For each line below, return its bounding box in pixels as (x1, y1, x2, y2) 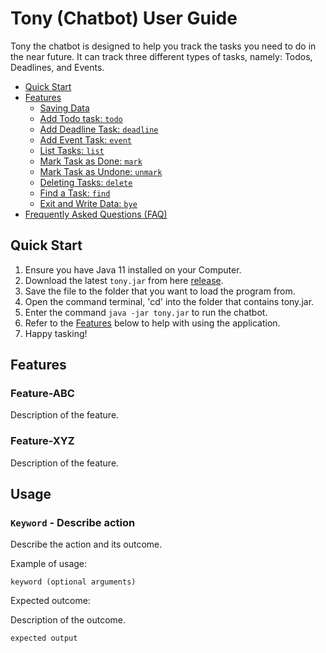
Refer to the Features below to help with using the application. (24, 317, 281, 329)
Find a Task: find (39, 187, 111, 199)
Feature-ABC (10, 387, 75, 401)
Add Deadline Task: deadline (39, 123, 159, 135)
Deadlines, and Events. (10, 61, 105, 73)
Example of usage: (10, 558, 88, 570)
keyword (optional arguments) (10, 577, 137, 587)
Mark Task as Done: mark (39, 155, 143, 167)
